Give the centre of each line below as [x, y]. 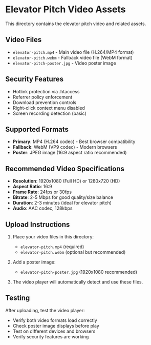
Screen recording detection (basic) [50, 113]
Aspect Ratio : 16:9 [32, 187]
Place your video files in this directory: [53, 237]
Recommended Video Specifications [65, 168]
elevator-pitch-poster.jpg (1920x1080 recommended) [79, 272]
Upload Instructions [38, 224]
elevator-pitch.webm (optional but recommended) [73, 252]
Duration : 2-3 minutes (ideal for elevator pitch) [62, 203]
